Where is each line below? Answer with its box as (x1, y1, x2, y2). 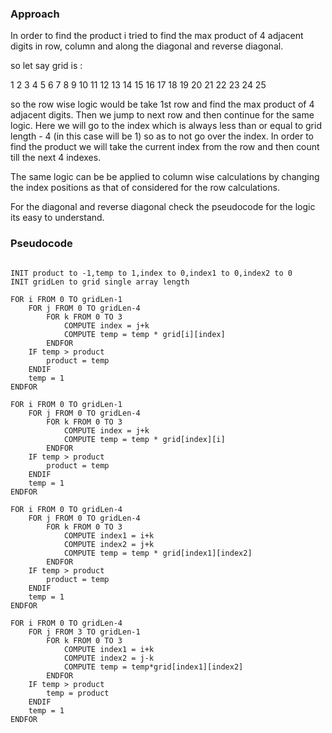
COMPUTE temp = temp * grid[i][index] (63, 329, 226, 339)
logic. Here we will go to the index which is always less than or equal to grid (10, 120, 322, 132)
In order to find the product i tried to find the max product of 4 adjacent (10, 30, 304, 42)
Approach (10, 7, 60, 21)
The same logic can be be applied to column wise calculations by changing (10, 171, 320, 183)
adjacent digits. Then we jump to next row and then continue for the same (10, 109, 315, 121)
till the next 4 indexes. (10, 152, 102, 164)
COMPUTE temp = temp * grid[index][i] (63, 434, 226, 444)
